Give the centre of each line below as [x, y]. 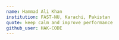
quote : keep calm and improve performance [59, 22]
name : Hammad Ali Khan [34, 11]
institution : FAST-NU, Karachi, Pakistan [58, 17]
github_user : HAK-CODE [34, 28]
